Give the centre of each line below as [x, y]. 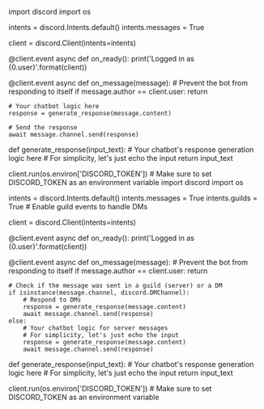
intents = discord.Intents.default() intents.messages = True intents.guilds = [133, 198]
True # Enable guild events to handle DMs [78, 207]
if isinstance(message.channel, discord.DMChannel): [99, 293]
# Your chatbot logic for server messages [96, 328]
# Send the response [43, 128]
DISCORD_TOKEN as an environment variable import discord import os [126, 182]
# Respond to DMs [52, 300]
